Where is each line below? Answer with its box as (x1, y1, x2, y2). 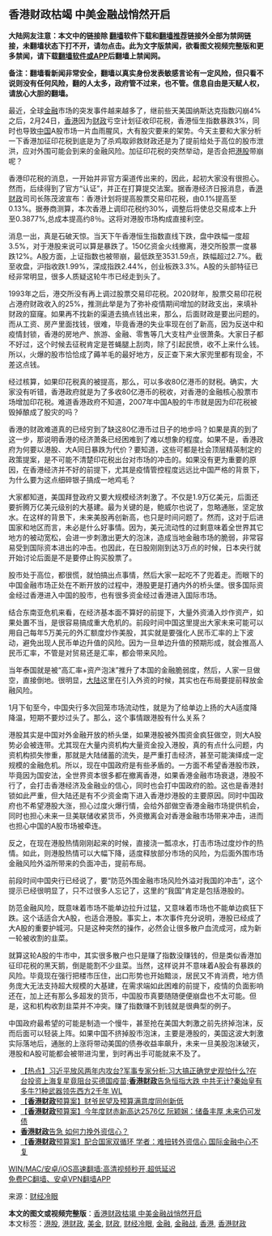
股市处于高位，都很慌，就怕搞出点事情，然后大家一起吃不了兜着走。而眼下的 (8, 570, 264, 580)
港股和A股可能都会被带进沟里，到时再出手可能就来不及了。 (8, 1048, 205, 1058)
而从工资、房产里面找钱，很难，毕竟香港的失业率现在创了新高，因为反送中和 (8, 319, 264, 329)
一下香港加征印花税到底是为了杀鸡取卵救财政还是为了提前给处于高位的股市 (8, 136, 257, 146)
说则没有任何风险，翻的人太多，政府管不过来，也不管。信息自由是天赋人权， (8, 78, 264, 87)
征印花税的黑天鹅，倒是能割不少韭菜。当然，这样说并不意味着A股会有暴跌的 (8, 960, 261, 970)
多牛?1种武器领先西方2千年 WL (19, 1085, 123, 1095)
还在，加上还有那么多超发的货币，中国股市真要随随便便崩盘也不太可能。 (8, 991, 249, 1000)
